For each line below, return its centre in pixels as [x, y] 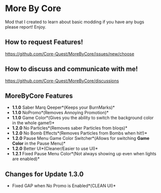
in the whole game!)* [33, 123]
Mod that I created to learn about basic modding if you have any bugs [75, 22]
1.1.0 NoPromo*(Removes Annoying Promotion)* [60, 113]
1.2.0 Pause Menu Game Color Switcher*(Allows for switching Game [80, 138]
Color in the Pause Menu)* [39, 144]
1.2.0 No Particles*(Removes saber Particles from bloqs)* [70, 128]
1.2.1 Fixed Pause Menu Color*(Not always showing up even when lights [84, 154]
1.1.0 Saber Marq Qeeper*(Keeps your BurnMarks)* [63, 107]
